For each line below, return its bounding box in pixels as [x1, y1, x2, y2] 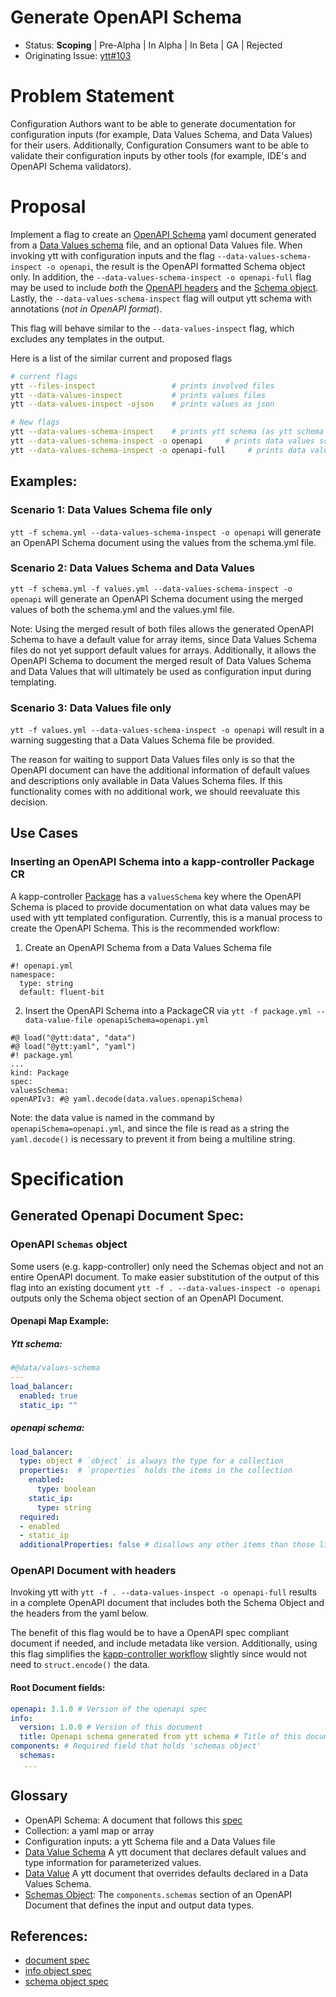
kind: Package [10, 1067, 70, 1078]
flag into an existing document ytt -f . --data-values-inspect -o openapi [10, 1281, 322, 1293]
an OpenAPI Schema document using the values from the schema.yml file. [10, 536, 317, 548]
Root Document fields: [10, 1682, 106, 1694]
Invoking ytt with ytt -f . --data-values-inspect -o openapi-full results [10, 1586, 318, 1598]
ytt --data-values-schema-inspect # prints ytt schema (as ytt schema [10, 427, 325, 437]
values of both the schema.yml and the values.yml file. [10, 603, 235, 615]
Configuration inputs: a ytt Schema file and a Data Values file [24, 1835, 276, 1847]
